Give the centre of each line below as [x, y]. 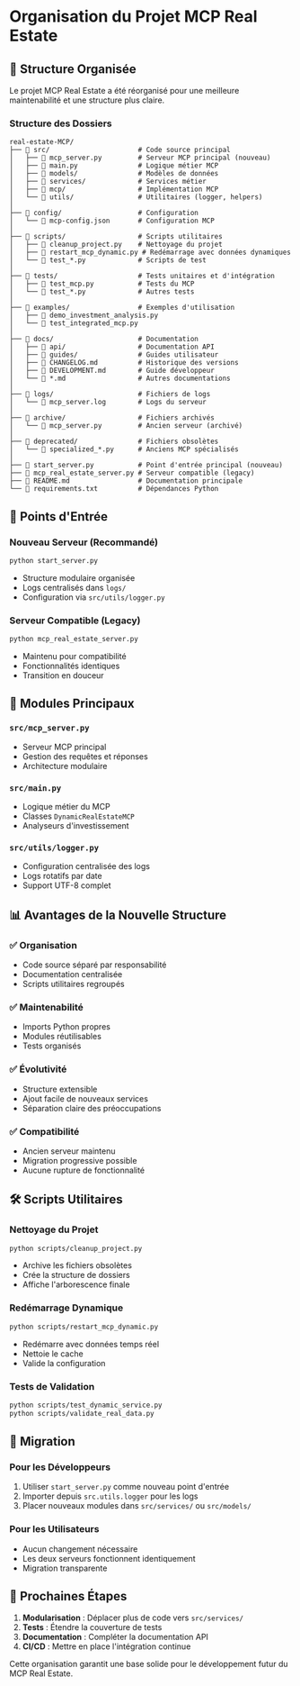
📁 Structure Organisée [73, 69]
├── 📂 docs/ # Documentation [104, 340]
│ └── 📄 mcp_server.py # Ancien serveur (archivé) [126, 426]
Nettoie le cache [53, 1354]
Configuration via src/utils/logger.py [93, 597]
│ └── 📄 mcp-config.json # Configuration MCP [112, 221]
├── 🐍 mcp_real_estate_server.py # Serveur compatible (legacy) [132, 473]
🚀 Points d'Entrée [59, 517]
